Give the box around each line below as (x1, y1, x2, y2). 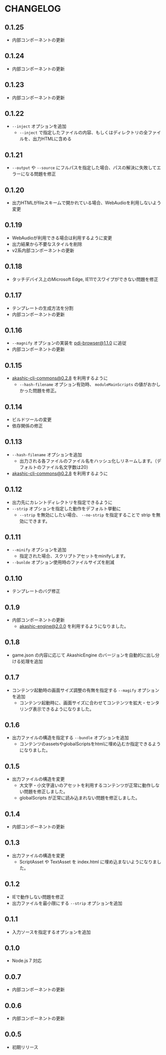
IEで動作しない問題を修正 (11, 894, 64, 900)
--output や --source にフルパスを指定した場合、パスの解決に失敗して (11, 165, 157, 171)
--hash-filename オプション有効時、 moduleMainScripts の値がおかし (19, 381, 161, 387)
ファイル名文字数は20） (41, 464, 91, 470)
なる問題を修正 (25, 171, 56, 177)
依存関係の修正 (11, 423, 43, 429)
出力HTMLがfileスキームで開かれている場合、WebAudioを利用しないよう (11, 200, 161, 206)
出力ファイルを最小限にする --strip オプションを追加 (11, 900, 122, 906)
